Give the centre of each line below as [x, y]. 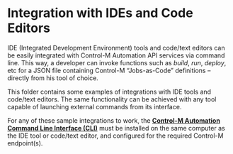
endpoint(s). [25, 143]
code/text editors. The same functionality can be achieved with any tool [112, 99]
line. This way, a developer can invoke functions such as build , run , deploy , [117, 62]
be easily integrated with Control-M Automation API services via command [116, 55]
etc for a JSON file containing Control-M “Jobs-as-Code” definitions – [109, 70]
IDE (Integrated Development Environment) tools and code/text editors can [116, 48]
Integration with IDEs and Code [100, 13]
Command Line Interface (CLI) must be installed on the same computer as [116, 128]
